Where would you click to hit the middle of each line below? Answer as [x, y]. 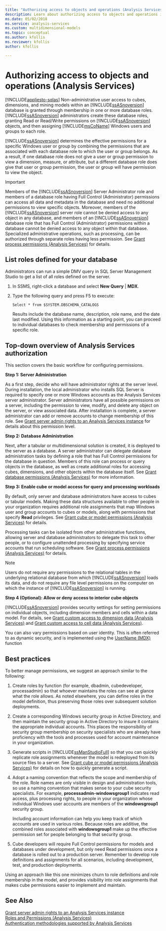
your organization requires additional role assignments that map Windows [80, 507]
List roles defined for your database [61, 260]
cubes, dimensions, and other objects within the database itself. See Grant [81, 472]
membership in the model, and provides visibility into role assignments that [81, 880]
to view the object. [24, 172]
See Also [19, 901]
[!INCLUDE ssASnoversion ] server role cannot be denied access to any [77, 212]
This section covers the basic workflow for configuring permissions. [74, 365]
